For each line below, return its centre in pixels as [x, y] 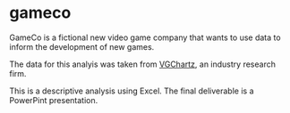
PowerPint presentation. [54, 100]
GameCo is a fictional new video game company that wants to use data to [145, 37]
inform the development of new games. [82, 46]
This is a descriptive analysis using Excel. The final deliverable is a [132, 91]
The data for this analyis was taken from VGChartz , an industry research [142, 64]
